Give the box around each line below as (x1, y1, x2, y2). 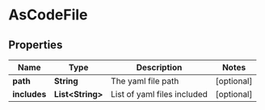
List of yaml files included (110, 89, 208, 99)
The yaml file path (110, 75, 179, 87)
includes (12, 89, 47, 99)
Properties (8, 38, 63, 52)
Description (136, 62, 183, 73)
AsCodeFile (8, 6, 88, 24)
